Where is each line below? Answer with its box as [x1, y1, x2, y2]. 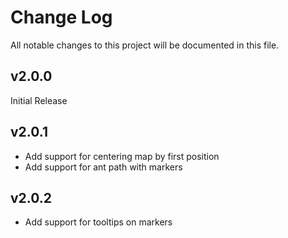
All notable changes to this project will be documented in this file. [10, 39, 280, 51]
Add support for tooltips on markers [24, 216, 173, 228]
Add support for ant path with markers [24, 161, 183, 173]
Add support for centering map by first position [24, 150, 220, 162]
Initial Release [10, 94, 68, 106]
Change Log [10, 6, 113, 29]
